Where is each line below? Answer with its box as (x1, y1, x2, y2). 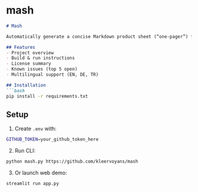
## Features (6, 44, 35, 50)
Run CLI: (14, 147, 36, 154)
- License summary (6, 61, 51, 67)
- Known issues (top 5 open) (6, 66, 78, 72)
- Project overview (6, 49, 54, 56)
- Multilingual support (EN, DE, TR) (6, 72, 99, 78)
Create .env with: (14, 125, 57, 133)
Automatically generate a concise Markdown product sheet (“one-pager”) (6, 34, 189, 39)
